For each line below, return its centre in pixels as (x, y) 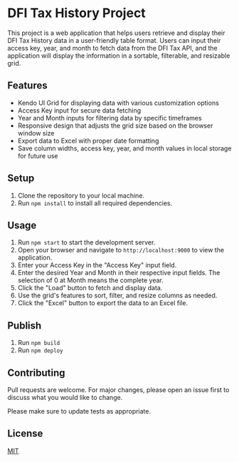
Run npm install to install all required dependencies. (95, 203)
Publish (25, 325)
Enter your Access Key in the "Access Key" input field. (97, 265)
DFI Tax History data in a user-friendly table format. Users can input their (114, 40)
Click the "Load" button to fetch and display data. (90, 288)
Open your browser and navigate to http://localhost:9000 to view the (121, 250)
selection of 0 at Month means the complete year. (90, 280)
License (25, 434)
